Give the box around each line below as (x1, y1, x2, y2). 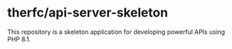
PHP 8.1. (7, 35, 32, 43)
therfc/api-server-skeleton (7, 5, 168, 21)
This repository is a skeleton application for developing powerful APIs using (7, 28, 226, 36)
